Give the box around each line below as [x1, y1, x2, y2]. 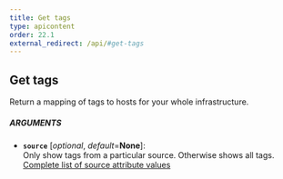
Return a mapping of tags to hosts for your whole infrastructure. [9, 96, 249, 107]
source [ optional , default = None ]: [22, 140, 146, 151]
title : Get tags [9, 13, 71, 23]
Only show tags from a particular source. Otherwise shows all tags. [22, 150, 275, 161]
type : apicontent [9, 22, 76, 31]
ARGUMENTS [9, 117, 62, 128]
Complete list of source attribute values [22, 160, 171, 171]
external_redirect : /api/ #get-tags [9, 38, 145, 48]
